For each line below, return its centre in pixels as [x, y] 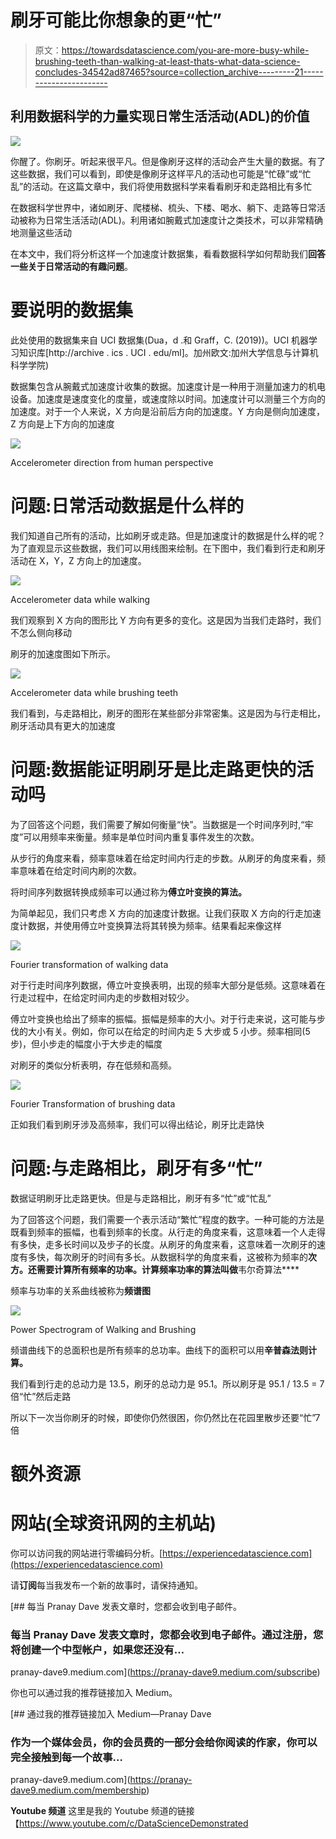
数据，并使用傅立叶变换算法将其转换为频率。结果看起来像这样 [154, 925]
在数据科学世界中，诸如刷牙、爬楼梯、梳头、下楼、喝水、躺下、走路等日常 [163, 207]
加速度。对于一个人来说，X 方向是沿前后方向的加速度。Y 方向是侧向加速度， [167, 411]
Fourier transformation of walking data [89, 964]
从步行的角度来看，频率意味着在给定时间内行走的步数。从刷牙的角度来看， [163, 858]
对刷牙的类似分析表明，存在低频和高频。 [93, 1065]
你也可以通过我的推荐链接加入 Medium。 [94, 1692]
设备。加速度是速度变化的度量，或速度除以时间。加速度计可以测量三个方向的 [168, 398]
